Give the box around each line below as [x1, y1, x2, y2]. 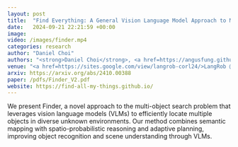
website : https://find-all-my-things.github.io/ [7, 83, 154, 90]
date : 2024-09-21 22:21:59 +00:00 [7, 23, 115, 30]
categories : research [7, 43, 72, 50]
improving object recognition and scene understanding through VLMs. [7, 132, 212, 141]
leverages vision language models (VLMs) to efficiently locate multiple [7, 110, 212, 118]
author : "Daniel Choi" [7, 50, 74, 57]
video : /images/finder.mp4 [7, 37, 87, 44]
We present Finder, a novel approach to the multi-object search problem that [7, 102, 231, 110]
